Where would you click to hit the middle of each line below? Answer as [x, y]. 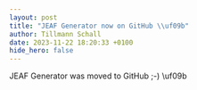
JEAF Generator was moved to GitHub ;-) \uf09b [98, 76]
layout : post [33, 17]
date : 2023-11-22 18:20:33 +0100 [71, 42]
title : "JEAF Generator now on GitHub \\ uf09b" [99, 26]
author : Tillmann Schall [55, 34]
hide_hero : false [41, 51]
